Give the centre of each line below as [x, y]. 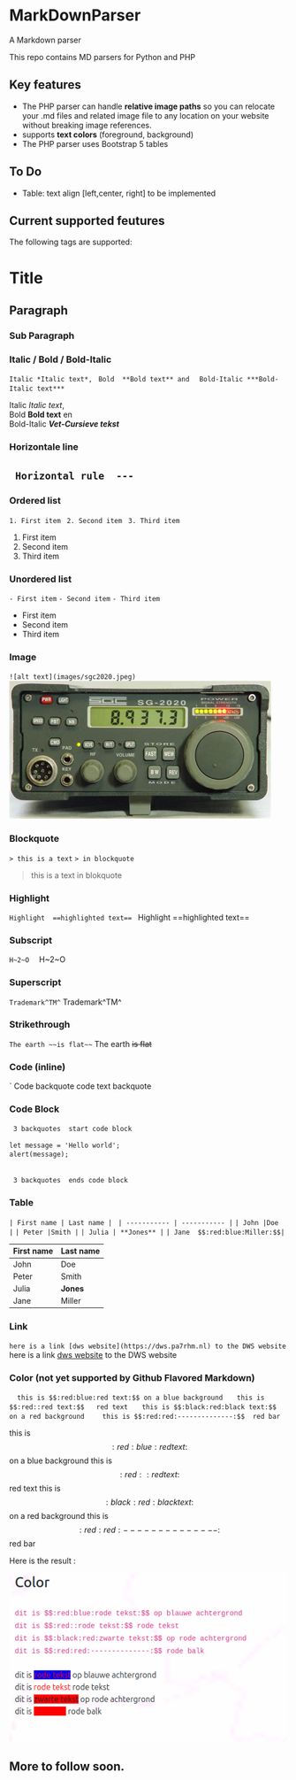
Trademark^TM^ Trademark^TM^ [65, 1002]
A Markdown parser [46, 40]
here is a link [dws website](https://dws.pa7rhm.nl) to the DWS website [148, 1346]
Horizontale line [44, 447]
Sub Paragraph [42, 335]
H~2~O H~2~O [38, 959]
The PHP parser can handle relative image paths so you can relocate [148, 106]
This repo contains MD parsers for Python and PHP [102, 57]
